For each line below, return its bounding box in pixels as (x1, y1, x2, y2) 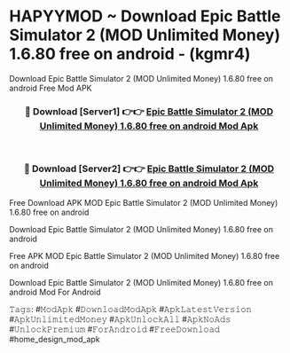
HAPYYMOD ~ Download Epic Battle (9, 6, 281, 27)
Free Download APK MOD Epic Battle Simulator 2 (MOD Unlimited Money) (9, 197, 278, 208)
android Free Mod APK (9, 82, 92, 93)
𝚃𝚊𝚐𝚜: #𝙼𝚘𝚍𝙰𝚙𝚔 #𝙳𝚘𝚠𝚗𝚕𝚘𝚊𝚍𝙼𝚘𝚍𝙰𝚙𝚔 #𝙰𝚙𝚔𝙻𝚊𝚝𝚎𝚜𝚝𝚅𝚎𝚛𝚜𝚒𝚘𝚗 (9, 303, 253, 314)
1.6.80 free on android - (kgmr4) (9, 44, 251, 64)
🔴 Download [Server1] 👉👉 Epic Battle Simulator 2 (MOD (25, 105, 273, 117)
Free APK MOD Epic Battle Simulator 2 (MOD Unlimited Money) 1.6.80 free (9, 250, 280, 261)
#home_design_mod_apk (9, 333, 100, 344)
